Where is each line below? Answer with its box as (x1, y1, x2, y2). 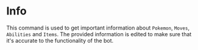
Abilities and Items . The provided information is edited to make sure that (6, 30, 192, 37)
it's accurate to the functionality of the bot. (6, 37, 114, 44)
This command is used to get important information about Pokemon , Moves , (6, 24, 190, 31)
